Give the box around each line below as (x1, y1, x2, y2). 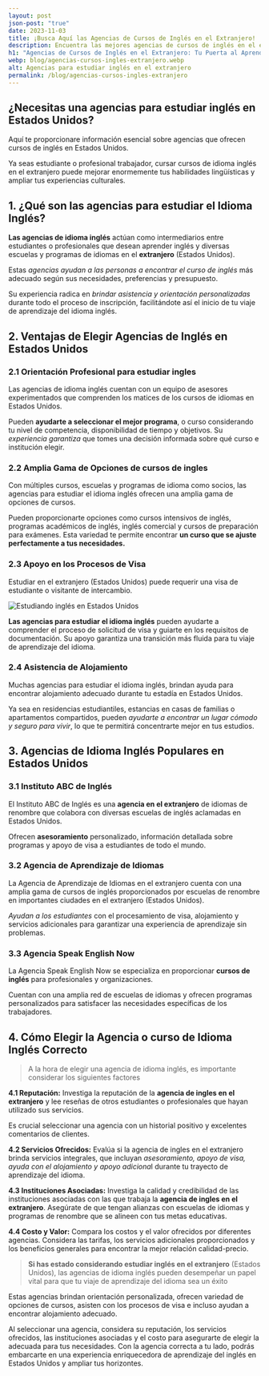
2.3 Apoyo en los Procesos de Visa (8, 558, 147, 569)
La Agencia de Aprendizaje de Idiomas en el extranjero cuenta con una (8, 878, 242, 887)
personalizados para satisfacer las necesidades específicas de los (8, 999, 227, 1008)
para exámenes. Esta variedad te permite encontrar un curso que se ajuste (8, 530, 257, 540)
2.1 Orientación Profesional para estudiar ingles (8, 366, 196, 377)
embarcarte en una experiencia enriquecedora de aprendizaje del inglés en (8, 1350, 257, 1359)
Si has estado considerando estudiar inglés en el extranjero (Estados (27, 1259, 261, 1269)
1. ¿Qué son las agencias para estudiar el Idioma (8, 199, 253, 212)
